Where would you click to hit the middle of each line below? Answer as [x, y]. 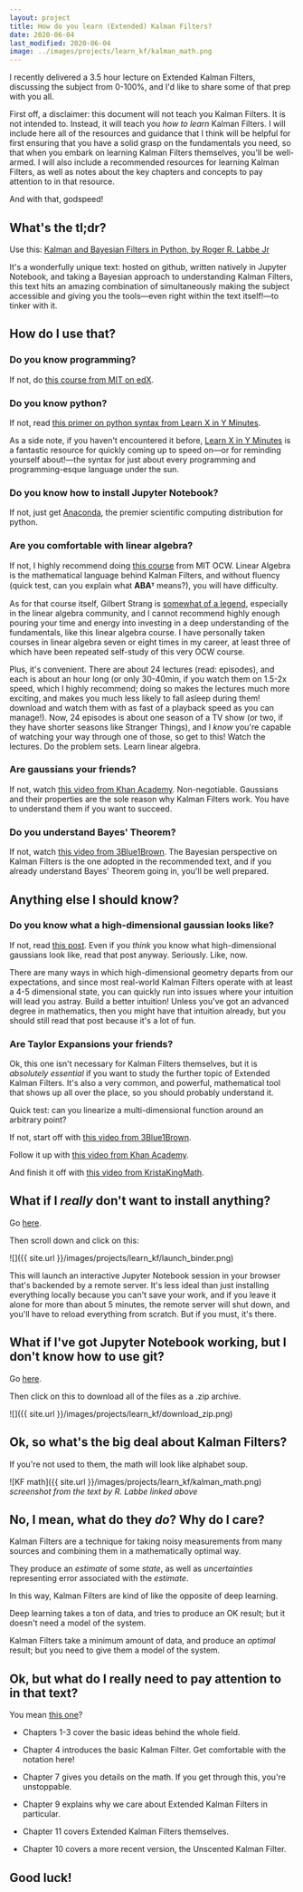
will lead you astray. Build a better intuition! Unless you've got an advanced [149, 1001]
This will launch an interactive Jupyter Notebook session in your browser [145, 1276]
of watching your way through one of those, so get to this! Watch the [137, 736]
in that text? [44, 1693]
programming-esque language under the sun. [94, 469]
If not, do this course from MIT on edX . [82, 379]
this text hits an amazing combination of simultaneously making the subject [150, 286]
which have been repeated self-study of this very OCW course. [128, 651]
